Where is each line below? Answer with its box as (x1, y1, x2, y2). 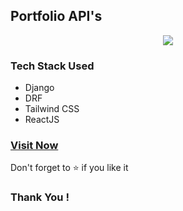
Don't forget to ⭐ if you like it (10, 162, 129, 174)
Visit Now (10, 139, 59, 153)
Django (24, 82, 55, 94)
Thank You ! (10, 190, 70, 204)
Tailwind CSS (24, 103, 80, 115)
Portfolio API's (10, 8, 103, 25)
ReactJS (24, 114, 60, 126)
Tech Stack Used (10, 59, 95, 73)
